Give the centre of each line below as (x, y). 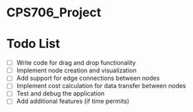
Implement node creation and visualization (76, 70)
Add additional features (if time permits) (73, 101)
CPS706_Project (54, 13)
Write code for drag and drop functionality (76, 63)
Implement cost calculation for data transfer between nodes (101, 86)
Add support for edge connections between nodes (88, 78)
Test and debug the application (60, 94)
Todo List (33, 44)
